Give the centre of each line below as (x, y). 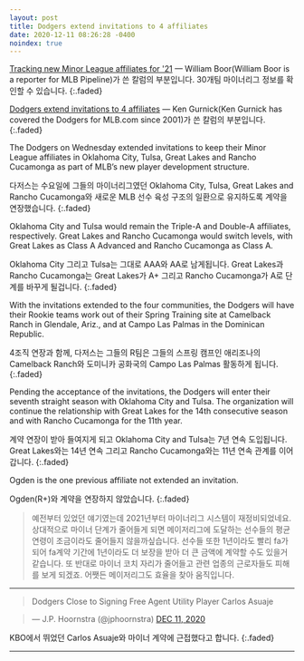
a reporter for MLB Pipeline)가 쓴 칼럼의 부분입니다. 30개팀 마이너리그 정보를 (147, 80)
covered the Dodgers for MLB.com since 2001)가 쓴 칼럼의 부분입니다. (138, 120)
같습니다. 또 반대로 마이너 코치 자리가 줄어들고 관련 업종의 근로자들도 (152, 564)
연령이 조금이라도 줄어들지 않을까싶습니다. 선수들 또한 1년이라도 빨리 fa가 (160, 541)
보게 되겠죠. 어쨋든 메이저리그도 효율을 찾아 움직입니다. (138, 575)
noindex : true (36, 43)
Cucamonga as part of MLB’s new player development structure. (130, 167)
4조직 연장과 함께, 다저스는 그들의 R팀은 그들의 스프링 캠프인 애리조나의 (135, 353)
